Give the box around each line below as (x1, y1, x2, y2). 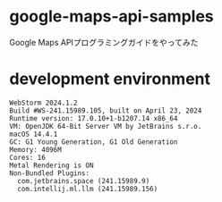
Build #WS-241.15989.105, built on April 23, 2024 (9, 105, 202, 115)
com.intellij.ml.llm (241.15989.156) (17, 184, 158, 193)
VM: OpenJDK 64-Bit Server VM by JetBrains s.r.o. (9, 122, 202, 130)
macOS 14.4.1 (9, 130, 58, 139)
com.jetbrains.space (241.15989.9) (17, 176, 150, 185)
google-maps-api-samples (9, 6, 215, 27)
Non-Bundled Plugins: (9, 168, 90, 178)
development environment (9, 69, 210, 89)
